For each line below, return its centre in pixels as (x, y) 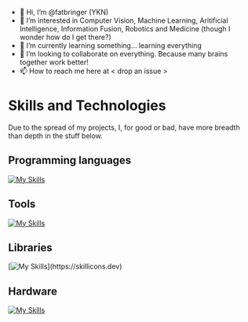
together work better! (54, 62)
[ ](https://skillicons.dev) (65, 266)
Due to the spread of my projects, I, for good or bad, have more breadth (124, 127)
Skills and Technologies (87, 106)
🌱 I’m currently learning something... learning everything (110, 46)
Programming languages (70, 161)
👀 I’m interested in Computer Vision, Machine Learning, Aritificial (124, 20)
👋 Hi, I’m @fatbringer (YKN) (64, 12)
